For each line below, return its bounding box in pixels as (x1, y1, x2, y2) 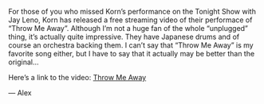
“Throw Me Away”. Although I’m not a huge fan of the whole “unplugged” (8, 24, 249, 33)
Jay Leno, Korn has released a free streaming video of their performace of (8, 15, 253, 25)
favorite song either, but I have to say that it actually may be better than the (8, 49, 255, 58)
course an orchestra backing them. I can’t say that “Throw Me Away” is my (8, 40, 254, 50)
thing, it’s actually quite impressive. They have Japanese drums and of (8, 32, 240, 41)
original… (8, 57, 39, 67)
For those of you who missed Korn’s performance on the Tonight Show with (8, 7, 257, 16)
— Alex (8, 88, 32, 98)
